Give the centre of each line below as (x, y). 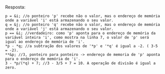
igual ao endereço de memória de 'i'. (45, 42)
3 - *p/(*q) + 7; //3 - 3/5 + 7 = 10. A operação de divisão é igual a (80, 63)
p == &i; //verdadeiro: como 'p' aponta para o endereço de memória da (80, 33)
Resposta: (15, 7)
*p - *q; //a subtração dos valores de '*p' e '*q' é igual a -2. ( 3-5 (82, 46)
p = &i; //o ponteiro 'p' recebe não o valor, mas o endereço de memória (83, 16)
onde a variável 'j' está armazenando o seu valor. (59, 29)
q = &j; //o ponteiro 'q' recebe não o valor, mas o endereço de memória (83, 25)
